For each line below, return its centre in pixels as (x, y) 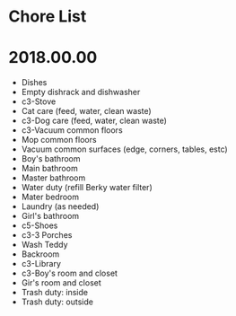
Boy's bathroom (51, 159)
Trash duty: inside (55, 293)
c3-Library (41, 264)
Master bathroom (53, 178)
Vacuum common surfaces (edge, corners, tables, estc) (124, 149)
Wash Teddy (44, 245)
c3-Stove (39, 101)
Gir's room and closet (61, 283)
